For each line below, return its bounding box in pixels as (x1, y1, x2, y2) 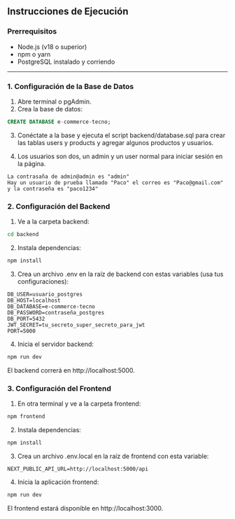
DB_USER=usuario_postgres (7, 291, 83, 298)
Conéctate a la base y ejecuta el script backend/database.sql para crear (17, 131, 226, 139)
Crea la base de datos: (17, 104, 83, 113)
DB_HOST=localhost (7, 297, 61, 304)
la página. (17, 159, 46, 167)
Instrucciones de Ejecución (7, 6, 129, 18)
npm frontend (7, 413, 45, 420)
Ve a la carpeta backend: (17, 217, 90, 226)
